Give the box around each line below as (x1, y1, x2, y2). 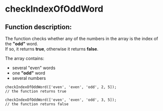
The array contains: (5, 55, 44, 61)
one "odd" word (12, 70, 45, 76)
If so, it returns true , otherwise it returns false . (5, 46, 99, 52)
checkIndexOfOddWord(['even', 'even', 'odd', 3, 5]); (5, 97, 117, 102)
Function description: (5, 23, 72, 31)
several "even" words (12, 65, 56, 71)
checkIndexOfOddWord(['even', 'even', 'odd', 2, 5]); (5, 85, 117, 90)
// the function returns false (5, 102, 69, 107)
